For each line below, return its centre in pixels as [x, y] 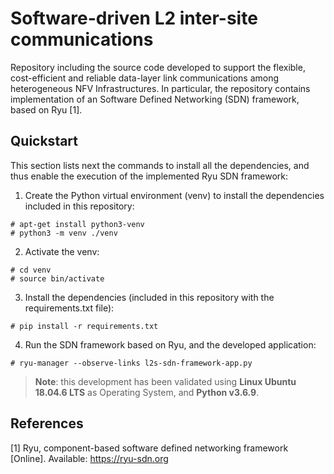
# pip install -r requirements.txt [84, 326]
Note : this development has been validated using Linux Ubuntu [165, 381]
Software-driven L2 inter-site [134, 18]
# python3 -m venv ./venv [64, 233]
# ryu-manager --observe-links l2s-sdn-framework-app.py [131, 363]
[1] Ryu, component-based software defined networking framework [149, 448]
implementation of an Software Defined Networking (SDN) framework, [155, 99]
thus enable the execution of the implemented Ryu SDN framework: [149, 176]
